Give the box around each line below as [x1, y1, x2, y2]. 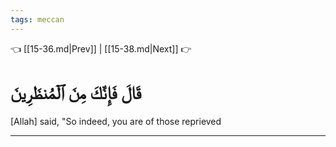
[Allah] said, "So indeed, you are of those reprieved [10, 115, 222, 127]
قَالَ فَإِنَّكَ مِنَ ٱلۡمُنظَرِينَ [10, 81, 142, 104]
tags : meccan [10, 14, 65, 25]
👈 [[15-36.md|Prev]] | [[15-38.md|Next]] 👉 [10, 42, 192, 55]
